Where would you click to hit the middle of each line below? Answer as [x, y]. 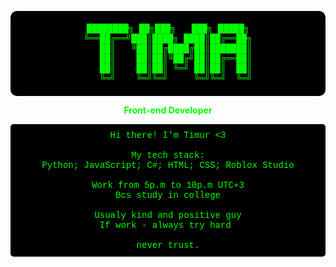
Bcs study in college [168, 195]
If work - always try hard [165, 225]
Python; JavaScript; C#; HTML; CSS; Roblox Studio [168, 165]
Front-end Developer [168, 110]
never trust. [168, 245]
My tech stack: [168, 155]
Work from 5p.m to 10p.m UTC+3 [168, 185]
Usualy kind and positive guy [168, 215]
